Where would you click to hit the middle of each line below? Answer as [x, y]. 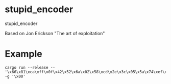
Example [23, 54]
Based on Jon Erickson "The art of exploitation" [55, 33]
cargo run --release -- [30, 67]
